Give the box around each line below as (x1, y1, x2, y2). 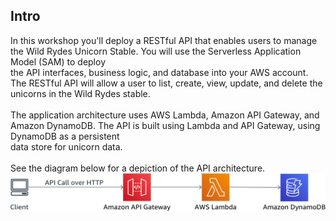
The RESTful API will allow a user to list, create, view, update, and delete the (10, 77, 323, 89)
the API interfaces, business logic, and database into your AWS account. (10, 66, 309, 78)
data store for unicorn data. (10, 140, 123, 153)
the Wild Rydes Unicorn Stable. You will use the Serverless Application (10, 45, 302, 57)
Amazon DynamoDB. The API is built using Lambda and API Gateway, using (10, 119, 321, 131)
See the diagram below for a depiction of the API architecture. (10, 162, 266, 174)
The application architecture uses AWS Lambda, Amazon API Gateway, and (10, 109, 320, 121)
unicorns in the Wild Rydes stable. (10, 87, 151, 99)
